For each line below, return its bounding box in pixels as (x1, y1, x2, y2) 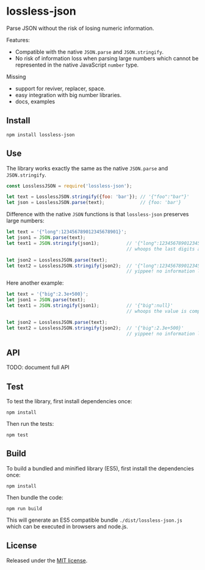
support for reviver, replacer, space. (15, 84, 106, 92)
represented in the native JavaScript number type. (15, 61, 139, 68)
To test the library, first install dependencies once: (6, 398, 132, 405)
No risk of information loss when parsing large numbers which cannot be (15, 54, 199, 62)
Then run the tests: (6, 420, 54, 428)
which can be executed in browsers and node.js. (6, 522, 128, 530)
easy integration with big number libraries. (15, 91, 122, 98)
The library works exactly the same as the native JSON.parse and (6, 164, 168, 172)
